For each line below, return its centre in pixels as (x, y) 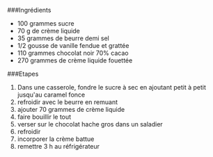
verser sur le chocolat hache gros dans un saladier (90, 124)
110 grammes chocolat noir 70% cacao (73, 53)
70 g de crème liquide (48, 31)
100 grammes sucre (46, 23)
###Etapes (23, 74)
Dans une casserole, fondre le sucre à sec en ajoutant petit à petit (112, 87)
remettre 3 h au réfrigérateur (58, 146)
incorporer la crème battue (56, 139)
